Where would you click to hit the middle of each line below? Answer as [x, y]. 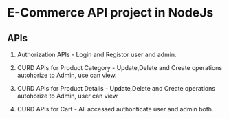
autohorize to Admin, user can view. [68, 96]
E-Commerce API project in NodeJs [110, 13]
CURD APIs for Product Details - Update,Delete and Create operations [116, 88]
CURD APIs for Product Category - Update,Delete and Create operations [119, 68]
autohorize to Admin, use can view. [67, 75]
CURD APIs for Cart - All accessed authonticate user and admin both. [115, 109]
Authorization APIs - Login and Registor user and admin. [97, 54]
